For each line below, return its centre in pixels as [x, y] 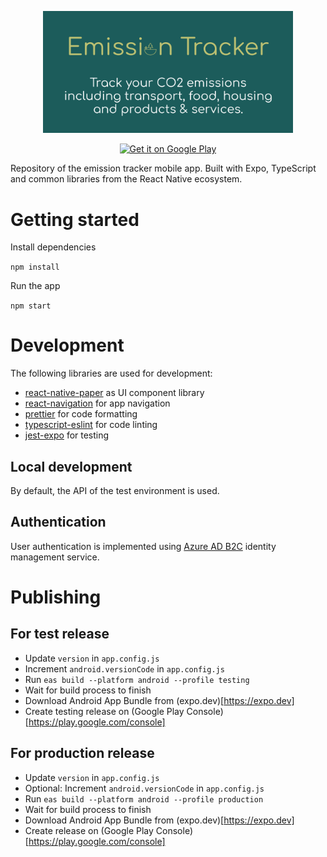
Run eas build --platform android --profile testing [137, 679]
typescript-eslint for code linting [91, 425]
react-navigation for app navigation [97, 403]
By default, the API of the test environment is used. [115, 490]
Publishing [56, 597]
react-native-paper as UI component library [114, 393]
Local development [71, 466]
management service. [55, 557]
